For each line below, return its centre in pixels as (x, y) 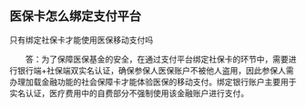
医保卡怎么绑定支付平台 (75, 16)
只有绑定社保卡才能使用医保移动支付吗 (81, 40)
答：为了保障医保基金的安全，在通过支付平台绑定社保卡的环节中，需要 (157, 59)
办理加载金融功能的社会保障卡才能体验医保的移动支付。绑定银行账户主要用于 (153, 82)
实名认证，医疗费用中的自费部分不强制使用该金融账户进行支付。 (129, 92)
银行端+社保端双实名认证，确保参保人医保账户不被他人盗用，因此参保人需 (155, 70)
